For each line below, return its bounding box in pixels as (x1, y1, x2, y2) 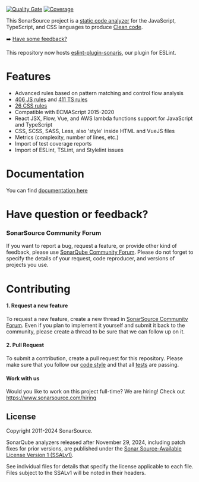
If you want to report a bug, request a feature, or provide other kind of (6, 242, 177, 250)
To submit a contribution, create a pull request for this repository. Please (6, 354, 183, 362)
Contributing (6, 282, 71, 295)
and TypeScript (14, 121, 53, 128)
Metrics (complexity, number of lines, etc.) (14, 134, 119, 141)
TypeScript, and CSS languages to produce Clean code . (6, 24, 143, 30)
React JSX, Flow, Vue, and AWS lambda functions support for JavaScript (14, 115, 193, 122)
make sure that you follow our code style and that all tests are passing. (6, 361, 179, 368)
